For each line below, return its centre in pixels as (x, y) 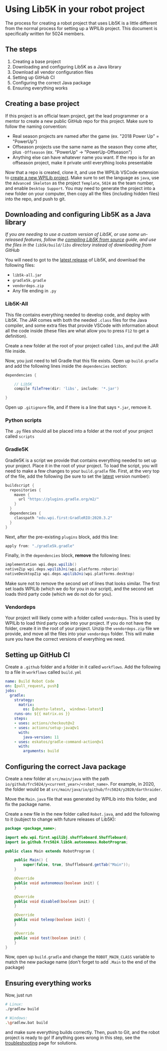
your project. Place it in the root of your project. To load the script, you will (82, 465)
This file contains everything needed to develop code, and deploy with (78, 315)
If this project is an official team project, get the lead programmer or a (77, 115)
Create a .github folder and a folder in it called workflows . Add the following (83, 667)
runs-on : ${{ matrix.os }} (42, 714)
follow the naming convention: (36, 126)
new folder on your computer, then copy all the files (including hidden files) (82, 193)
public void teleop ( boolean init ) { (52, 920)
